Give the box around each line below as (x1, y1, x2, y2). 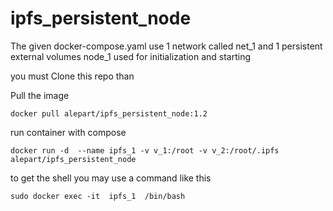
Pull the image (10, 89, 70, 101)
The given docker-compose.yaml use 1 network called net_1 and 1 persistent (10, 40, 323, 52)
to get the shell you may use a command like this (10, 172, 212, 184)
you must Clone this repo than (10, 70, 135, 82)
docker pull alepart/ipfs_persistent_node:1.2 (10, 108, 208, 119)
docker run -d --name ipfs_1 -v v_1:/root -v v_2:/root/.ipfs (10, 145, 280, 156)
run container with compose (10, 126, 127, 138)
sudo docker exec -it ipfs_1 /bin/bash (10, 191, 186, 201)
